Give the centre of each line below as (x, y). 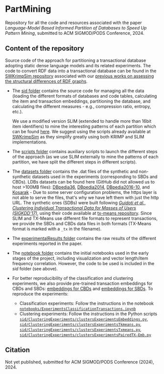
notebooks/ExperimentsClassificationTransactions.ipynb (78, 309)
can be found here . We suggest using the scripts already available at (81, 132)
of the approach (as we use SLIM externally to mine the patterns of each (85, 157)
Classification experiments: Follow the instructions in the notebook (87, 303)
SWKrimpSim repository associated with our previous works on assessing (80, 76)
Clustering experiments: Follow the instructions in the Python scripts (88, 314)
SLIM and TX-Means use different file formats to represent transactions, (85, 218)
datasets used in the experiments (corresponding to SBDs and (95, 176)
